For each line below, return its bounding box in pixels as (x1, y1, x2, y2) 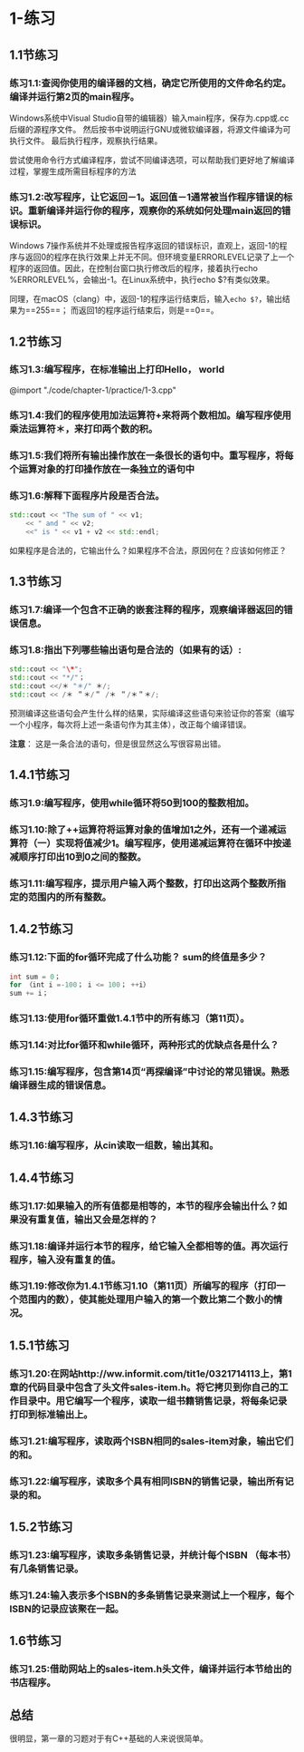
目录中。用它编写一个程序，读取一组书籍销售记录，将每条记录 (18, 1394, 288, 1406)
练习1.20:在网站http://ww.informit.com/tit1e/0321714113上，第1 (9, 1367, 292, 1379)
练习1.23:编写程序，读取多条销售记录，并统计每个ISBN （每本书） (9, 1548, 292, 1561)
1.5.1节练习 (9, 1338, 70, 1353)
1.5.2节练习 (9, 1519, 73, 1534)
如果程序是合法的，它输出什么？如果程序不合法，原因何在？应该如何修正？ (9, 545, 287, 556)
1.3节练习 (9, 574, 62, 589)
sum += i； (9, 989, 50, 998)
